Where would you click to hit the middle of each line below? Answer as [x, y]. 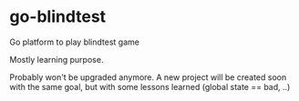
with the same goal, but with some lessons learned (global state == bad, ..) [150, 86]
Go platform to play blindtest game [74, 42]
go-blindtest [58, 17]
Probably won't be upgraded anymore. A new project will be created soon [148, 77]
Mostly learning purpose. [57, 59]
